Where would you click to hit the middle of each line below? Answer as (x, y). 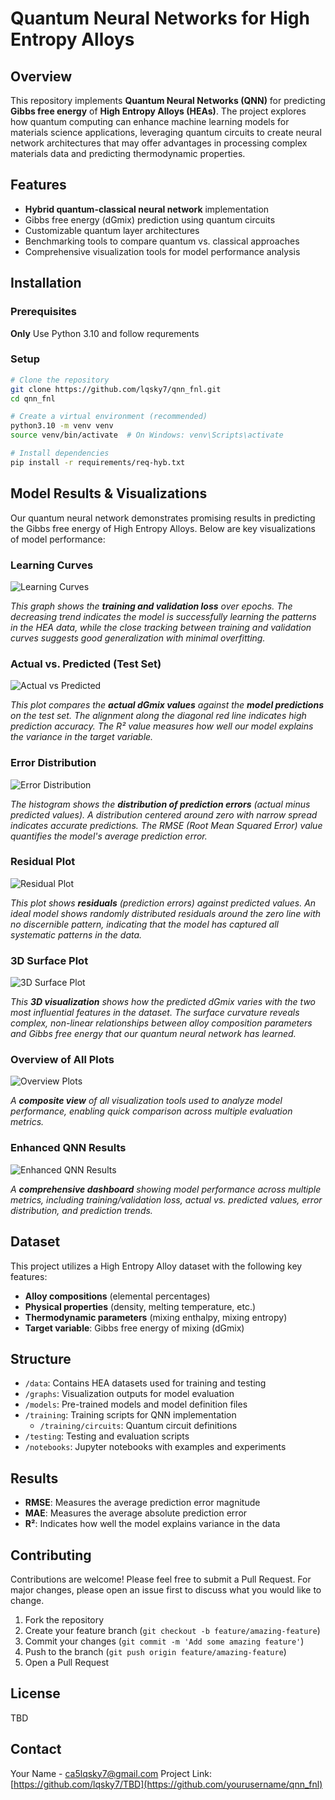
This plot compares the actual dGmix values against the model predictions (167, 705)
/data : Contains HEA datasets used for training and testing (145, 1383)
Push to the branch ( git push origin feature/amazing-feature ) (155, 1651)
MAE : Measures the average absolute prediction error (136, 1513)
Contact (36, 1749)
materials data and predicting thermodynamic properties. (128, 153)
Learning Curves (52, 565)
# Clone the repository (60, 380)
